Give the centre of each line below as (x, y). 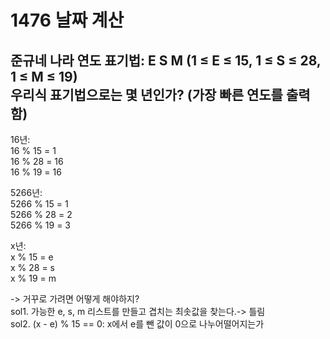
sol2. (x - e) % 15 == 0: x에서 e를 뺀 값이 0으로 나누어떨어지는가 (137, 324)
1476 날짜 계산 (67, 20)
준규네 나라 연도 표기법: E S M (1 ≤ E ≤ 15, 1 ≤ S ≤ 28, (166, 60)
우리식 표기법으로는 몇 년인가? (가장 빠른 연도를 (146, 94)
